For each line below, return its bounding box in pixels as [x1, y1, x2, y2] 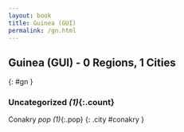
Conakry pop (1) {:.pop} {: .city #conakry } [8, 115, 145, 124]
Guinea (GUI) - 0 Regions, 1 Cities [8, 56, 177, 69]
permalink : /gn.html [8, 26, 77, 34]
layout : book [8, 11, 52, 20]
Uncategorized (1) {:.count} [8, 97, 115, 108]
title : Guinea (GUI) [8, 19, 77, 27]
